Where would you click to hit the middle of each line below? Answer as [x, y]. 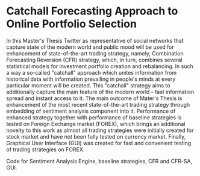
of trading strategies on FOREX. [45, 149]
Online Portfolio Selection [72, 24]
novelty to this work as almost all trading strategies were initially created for [100, 130]
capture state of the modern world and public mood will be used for [90, 47]
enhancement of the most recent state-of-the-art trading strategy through [98, 104]
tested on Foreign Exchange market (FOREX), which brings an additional [96, 124]
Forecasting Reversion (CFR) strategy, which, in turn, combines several [94, 60]
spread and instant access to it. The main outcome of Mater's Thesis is [94, 98]
